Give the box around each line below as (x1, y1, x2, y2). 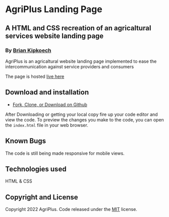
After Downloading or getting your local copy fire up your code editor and (5, 111, 158, 117)
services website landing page (5, 31, 104, 40)
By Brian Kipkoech (5, 47, 51, 54)
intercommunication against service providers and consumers (5, 63, 134, 69)
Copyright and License (5, 193, 78, 201)
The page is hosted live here (5, 73, 65, 79)
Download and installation (5, 88, 89, 97)
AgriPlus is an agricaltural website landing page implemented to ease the (5, 58, 157, 64)
